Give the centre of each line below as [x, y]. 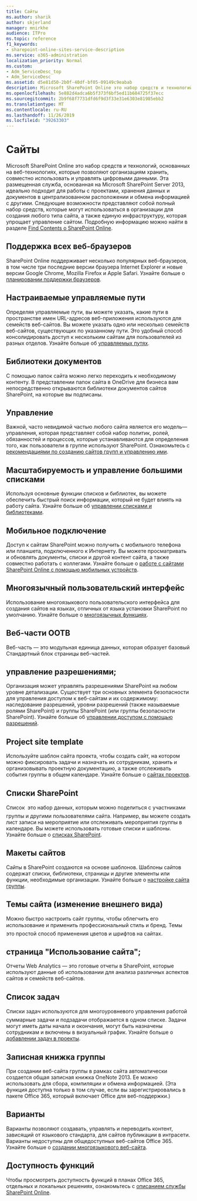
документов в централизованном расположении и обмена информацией [98, 197]
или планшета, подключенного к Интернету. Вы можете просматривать [96, 551]
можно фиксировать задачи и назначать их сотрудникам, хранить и [92, 762]
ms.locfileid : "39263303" [38, 121]
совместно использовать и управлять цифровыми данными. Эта [87, 178]
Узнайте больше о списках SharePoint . [54, 834]
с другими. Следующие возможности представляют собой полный [91, 203]
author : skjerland [28, 22]
